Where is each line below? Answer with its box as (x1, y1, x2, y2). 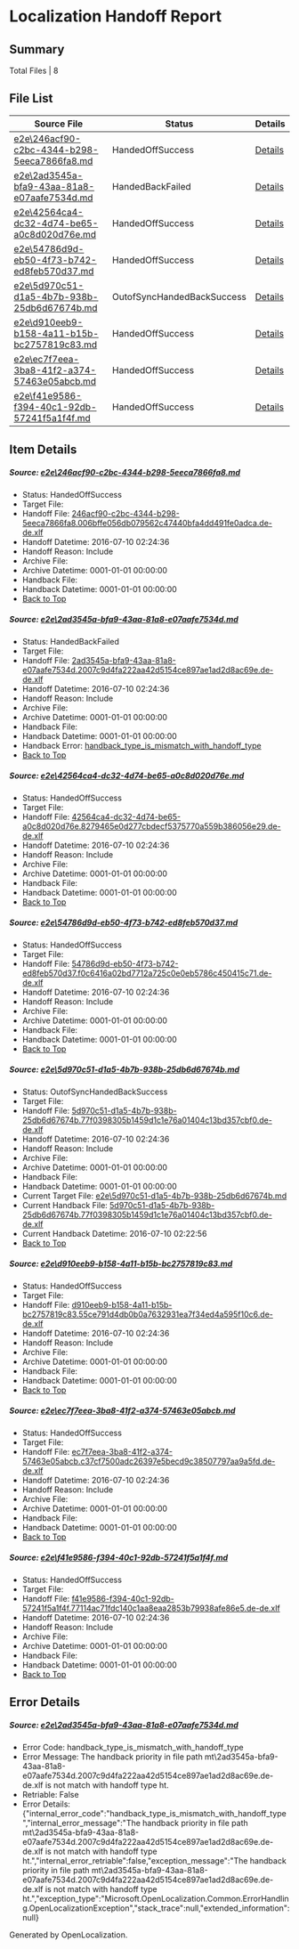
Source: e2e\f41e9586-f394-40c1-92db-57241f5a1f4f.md (9, 1552, 229, 1563)
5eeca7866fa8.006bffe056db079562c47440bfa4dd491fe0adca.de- (21, 518, 273, 529)
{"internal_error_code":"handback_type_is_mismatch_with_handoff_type (21, 1808, 287, 1819)
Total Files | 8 (9, 65, 59, 76)
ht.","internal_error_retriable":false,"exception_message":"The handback (21, 1856, 287, 1866)
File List (9, 91, 53, 106)
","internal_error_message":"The (21, 1818, 141, 1829)
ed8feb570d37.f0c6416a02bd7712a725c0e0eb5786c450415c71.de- (21, 968, 272, 979)
